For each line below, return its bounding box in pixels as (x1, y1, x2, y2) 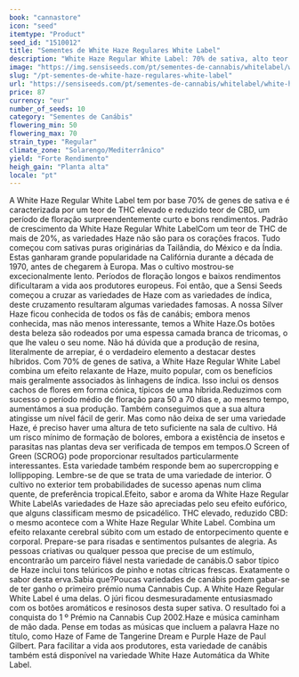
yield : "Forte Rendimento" (9, 153, 109, 163)
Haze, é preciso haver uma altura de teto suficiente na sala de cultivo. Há (9, 423, 278, 433)
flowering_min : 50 (9, 121, 77, 130)
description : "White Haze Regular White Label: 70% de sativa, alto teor (9, 54, 289, 63)
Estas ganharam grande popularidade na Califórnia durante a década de (9, 252, 274, 263)
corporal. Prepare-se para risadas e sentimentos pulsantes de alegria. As (9, 536, 278, 547)
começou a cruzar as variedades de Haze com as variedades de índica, (9, 290, 272, 301)
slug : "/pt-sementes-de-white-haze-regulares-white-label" (9, 71, 233, 80)
